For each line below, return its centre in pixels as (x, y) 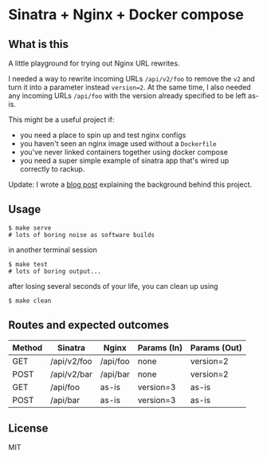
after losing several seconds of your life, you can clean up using (113, 286)
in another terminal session (53, 250)
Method (27, 347)
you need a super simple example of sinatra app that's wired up (124, 160)
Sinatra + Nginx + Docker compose (126, 15)
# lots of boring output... (55, 271)
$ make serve (30, 228)
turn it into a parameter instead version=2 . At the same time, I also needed (130, 87)
